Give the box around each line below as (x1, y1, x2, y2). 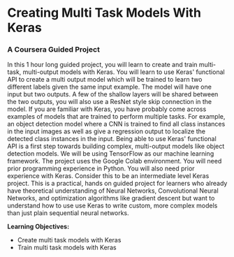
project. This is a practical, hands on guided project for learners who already (7, 179, 228, 188)
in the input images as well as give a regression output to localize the (7, 127, 206, 135)
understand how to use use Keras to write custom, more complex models (7, 201, 218, 210)
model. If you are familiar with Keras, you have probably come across (7, 105, 207, 113)
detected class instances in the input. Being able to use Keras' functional (7, 135, 217, 143)
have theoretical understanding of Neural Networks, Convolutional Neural (7, 186, 219, 195)
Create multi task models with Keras (17, 236, 122, 244)
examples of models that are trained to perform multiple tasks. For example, (7, 112, 226, 121)
